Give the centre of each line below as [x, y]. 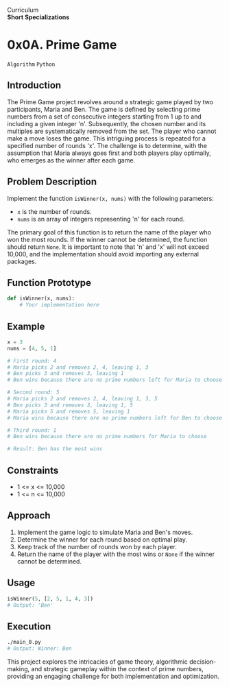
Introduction [34, 85]
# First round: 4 [32, 361]
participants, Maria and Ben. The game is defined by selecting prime [104, 109]
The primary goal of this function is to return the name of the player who [109, 232]
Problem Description [52, 182]
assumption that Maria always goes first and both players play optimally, [109, 153]
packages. [22, 261]
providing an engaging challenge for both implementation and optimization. [113, 676]
